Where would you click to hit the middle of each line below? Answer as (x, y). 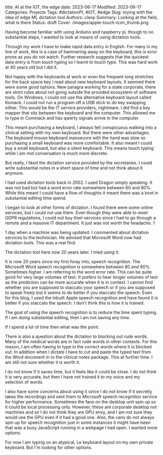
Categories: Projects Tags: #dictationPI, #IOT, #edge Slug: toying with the (79, 12)
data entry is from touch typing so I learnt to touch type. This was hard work (81, 62)
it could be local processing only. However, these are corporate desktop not (81, 407)
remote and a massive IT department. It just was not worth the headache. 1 (80, 223)
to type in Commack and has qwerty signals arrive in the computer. (72, 118)
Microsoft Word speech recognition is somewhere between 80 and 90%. (78, 267)
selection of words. (24, 382)
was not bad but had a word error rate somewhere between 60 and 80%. (78, 188)
